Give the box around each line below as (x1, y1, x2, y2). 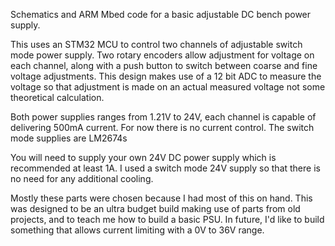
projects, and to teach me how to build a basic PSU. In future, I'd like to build (10, 214, 325, 225)
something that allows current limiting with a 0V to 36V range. (10, 224, 265, 236)
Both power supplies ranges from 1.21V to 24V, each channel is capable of (10, 111, 317, 123)
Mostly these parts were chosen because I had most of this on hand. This (10, 192, 313, 204)
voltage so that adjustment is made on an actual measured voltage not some (10, 81, 326, 93)
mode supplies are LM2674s (10, 132, 128, 144)
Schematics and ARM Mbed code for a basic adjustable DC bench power (10, 9, 312, 20)
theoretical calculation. (10, 92, 105, 103)
